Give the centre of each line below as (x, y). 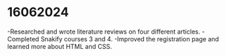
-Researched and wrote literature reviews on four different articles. (104, 31)
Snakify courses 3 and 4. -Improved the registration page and (130, 38)
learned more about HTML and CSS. (60, 46)
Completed (24, 38)
